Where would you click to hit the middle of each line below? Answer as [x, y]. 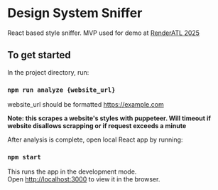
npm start [24, 157]
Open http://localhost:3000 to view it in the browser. [84, 179]
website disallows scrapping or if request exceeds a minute [97, 126]
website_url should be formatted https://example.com [86, 105]
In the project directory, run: [48, 72]
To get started [39, 55]
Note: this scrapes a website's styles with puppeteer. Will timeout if [109, 118]
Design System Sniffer [75, 13]
